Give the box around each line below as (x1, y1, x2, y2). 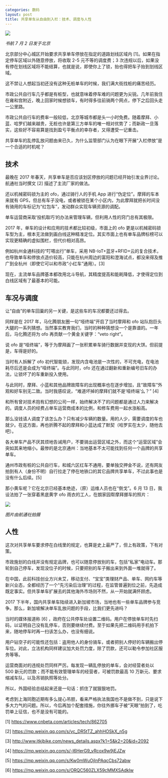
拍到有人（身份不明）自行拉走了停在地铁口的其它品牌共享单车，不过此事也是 (5, 468, 163, 474)
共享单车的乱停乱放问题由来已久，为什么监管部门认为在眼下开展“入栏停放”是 (5, 137, 162, 143)
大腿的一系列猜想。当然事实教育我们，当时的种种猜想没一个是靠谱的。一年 (5, 325, 158, 331)
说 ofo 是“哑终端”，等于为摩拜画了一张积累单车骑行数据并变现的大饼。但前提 (5, 342, 163, 347)
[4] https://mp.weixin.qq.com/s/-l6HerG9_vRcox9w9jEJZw (5, 747, 126, 753)
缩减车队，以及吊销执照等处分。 (5, 675, 71, 681)
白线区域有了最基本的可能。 (5, 278, 62, 284)
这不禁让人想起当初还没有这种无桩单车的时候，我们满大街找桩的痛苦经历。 (5, 81, 158, 87)
